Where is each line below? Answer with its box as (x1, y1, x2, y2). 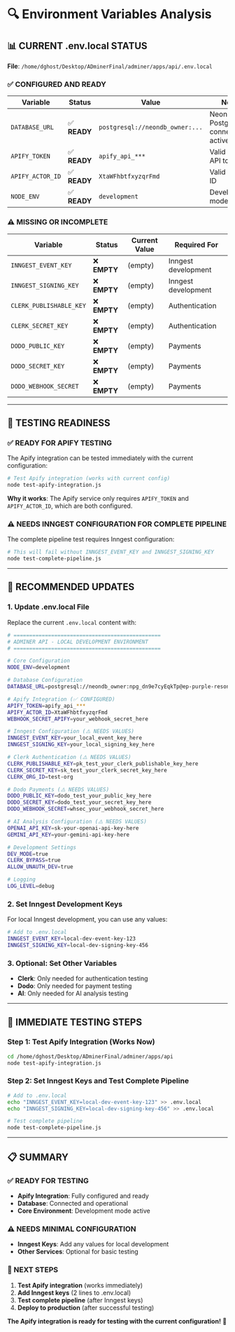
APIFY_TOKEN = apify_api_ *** (7, 702, 86, 709)
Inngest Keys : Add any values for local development (17, 1240, 169, 1249)
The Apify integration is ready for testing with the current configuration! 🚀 (7, 1317, 227, 1325)
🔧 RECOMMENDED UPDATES (7, 581, 135, 593)
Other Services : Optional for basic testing (17, 1247, 138, 1256)
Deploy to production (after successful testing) (17, 1303, 155, 1312)
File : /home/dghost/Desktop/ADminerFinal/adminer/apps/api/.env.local (7, 62, 213, 70)
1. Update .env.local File (7, 602, 90, 612)
